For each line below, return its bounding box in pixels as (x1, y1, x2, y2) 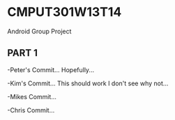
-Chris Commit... (7, 105, 55, 114)
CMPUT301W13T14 (7, 4, 122, 20)
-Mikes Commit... (7, 92, 57, 101)
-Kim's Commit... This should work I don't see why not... (7, 79, 169, 87)
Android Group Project (7, 27, 72, 35)
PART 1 (7, 47, 38, 59)
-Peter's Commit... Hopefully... (7, 65, 95, 74)
